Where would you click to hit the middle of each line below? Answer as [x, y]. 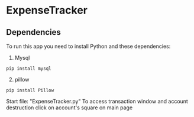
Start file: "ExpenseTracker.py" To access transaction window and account [97, 101]
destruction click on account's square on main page [69, 108]
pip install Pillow [30, 90]
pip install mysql [29, 69]
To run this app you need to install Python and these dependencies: [88, 46]
